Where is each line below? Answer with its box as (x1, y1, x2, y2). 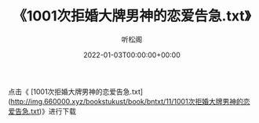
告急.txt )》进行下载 (14, 107, 77, 116)
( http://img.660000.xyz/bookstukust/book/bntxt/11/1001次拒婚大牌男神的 (8, 96, 243, 106)
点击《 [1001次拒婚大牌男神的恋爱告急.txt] (8, 87, 144, 96)
